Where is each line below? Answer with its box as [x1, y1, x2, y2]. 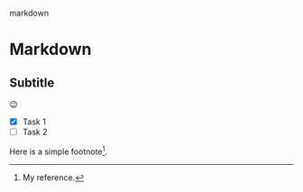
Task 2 [22, 126, 48, 138]
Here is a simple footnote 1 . [9, 144, 108, 157]
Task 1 [22, 116, 47, 127]
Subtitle [9, 75, 55, 90]
